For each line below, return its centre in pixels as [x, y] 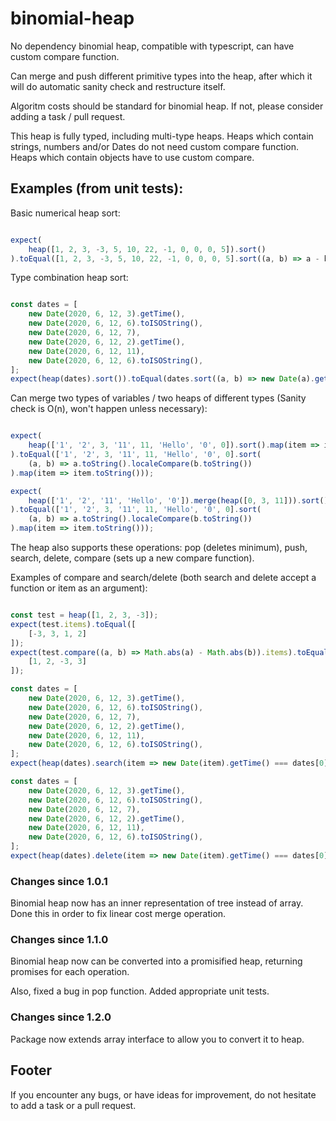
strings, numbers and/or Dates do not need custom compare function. [155, 146]
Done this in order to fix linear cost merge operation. [118, 914]
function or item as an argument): [79, 588]
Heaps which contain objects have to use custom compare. [132, 157]
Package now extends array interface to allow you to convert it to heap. [157, 1039]
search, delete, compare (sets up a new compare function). [132, 558]
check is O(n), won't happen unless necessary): [109, 409]
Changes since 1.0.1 [59, 881]
